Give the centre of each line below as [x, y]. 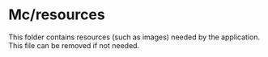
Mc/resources [57, 15]
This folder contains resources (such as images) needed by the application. [134, 37]
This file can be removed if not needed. [74, 45]
